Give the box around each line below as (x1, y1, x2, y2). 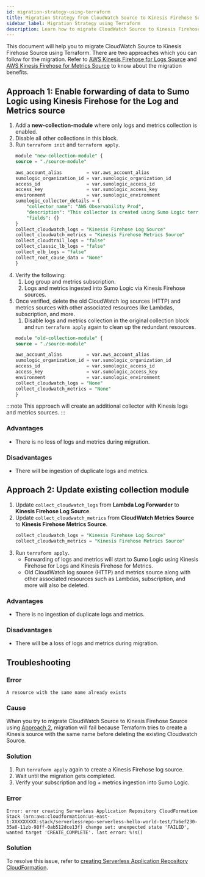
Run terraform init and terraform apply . (15, 141, 120, 148)
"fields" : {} (26, 215, 60, 221)
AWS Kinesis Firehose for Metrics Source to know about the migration (6, 62, 182, 70)
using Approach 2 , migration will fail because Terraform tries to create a (6, 724, 187, 731)
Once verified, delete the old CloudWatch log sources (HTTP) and (15, 297, 181, 305)
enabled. (15, 128, 38, 135)
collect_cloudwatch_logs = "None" (15, 380, 103, 386)
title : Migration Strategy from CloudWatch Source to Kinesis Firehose (6, 15, 192, 21)
